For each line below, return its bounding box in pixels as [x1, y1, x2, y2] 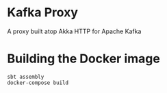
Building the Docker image [7, 51, 161, 67]
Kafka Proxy [7, 5, 79, 20]
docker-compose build [7, 79, 69, 86]
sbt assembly [7, 73, 44, 80]
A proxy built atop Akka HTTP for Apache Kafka [7, 27, 142, 35]
